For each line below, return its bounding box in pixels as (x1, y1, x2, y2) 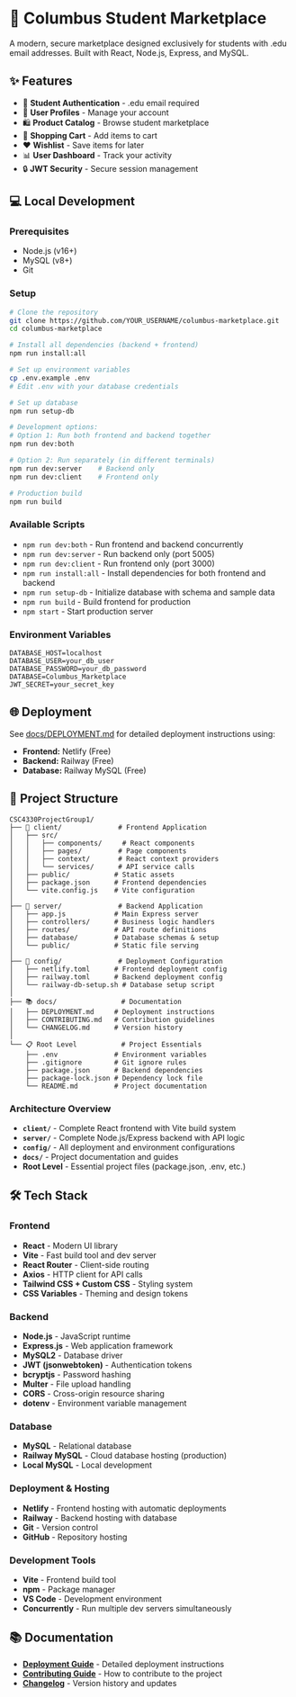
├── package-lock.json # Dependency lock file (25, 1073, 203, 1082)
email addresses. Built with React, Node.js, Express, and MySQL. (9, 47, 249, 58)
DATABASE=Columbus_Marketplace (9, 672, 127, 682)
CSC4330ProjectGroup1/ (9, 814, 94, 824)
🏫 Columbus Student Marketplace (9, 8, 267, 29)
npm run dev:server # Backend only (9, 463, 155, 473)
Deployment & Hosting (9, 1482, 110, 1495)
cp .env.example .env (9, 373, 91, 382)
